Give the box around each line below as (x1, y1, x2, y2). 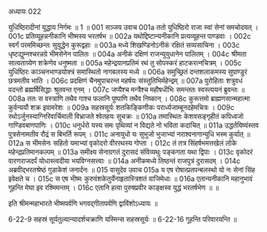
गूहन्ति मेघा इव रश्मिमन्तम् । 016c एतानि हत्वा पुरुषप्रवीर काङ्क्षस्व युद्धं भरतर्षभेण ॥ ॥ (8, 183, 219, 192)
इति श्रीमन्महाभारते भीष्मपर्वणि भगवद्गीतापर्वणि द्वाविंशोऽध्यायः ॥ (8, 199, 158, 208)
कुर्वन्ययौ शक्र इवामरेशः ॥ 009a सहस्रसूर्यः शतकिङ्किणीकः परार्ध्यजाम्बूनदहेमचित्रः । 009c (8, 103, 234, 112)
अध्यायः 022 (8, 7, 41, 16)
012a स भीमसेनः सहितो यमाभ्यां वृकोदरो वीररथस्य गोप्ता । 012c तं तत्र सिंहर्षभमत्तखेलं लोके (8, 139, 237, 147)
